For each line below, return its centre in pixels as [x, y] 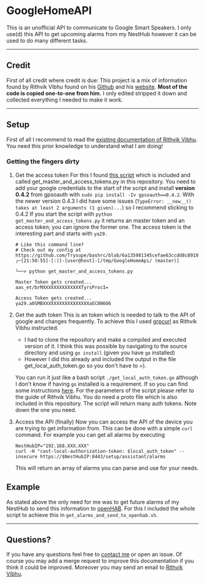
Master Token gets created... [54, 282]
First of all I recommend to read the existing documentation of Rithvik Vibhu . [102, 139]
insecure [26, 457]
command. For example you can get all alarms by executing [90, 435]
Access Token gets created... [54, 298]
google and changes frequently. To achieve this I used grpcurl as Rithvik [106, 321]
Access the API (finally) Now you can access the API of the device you [104, 422]
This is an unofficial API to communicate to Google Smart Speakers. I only [99, 28]
